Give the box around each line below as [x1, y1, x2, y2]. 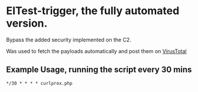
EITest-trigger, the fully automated [6, 4, 180, 18]
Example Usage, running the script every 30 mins [6, 65, 192, 75]
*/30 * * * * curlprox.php [6, 80, 73, 86]
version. [6, 17, 48, 30]
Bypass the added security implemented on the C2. [6, 36, 132, 43]
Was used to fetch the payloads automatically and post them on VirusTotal [6, 47, 187, 54]
